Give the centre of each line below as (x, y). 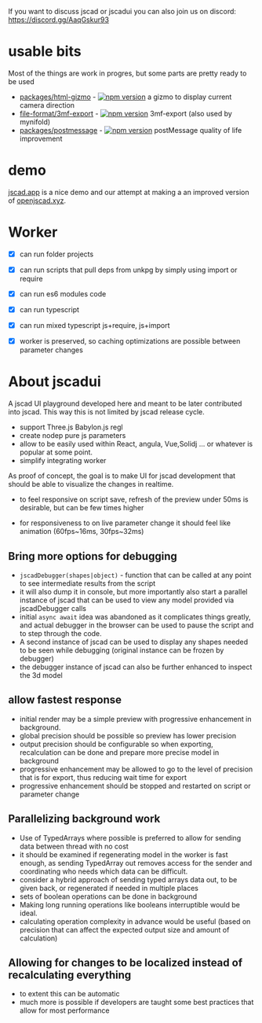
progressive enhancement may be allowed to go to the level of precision (136, 769)
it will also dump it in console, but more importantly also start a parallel (133, 591)
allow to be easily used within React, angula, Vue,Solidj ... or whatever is (136, 444)
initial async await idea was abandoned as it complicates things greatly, (135, 616)
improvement (41, 138)
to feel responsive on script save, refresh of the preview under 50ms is (134, 499)
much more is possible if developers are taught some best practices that (136, 1003)
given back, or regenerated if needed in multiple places (109, 888)
